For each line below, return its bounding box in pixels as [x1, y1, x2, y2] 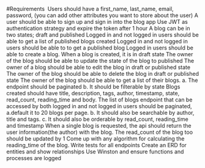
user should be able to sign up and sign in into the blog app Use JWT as [6, 18, 188, 25]
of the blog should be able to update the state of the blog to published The [6, 57, 195, 64]
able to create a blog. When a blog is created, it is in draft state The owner [6, 51, 193, 57]
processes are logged [6, 155, 62, 161]
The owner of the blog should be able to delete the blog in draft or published [6, 70, 199, 77]
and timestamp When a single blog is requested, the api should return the [6, 122, 192, 129]
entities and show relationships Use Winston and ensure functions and [6, 148, 184, 155]
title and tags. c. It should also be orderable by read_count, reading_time [6, 115, 188, 123]
